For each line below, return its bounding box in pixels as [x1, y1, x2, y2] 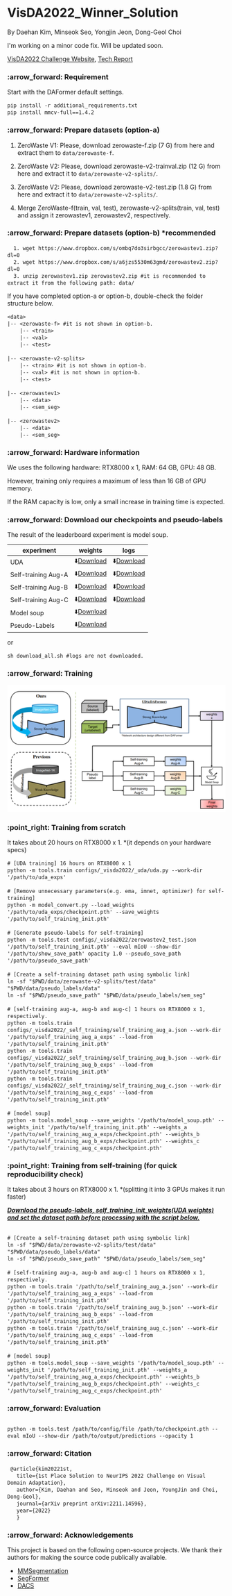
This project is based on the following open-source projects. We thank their [7, 1546, 223, 1554]
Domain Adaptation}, [7, 1479, 67, 1486]
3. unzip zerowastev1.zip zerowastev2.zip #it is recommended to [13, 272, 206, 279]
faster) [7, 1192, 26, 1201]
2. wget [13, 258, 36, 265]
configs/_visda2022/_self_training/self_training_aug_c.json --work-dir [7, 1082, 222, 1089]
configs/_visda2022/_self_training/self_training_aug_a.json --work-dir [7, 1026, 222, 1033]
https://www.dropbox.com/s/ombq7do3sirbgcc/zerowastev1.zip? [37, 244, 218, 251]
